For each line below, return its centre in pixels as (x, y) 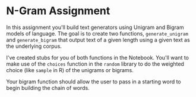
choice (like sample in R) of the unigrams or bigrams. (70, 70)
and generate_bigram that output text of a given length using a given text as (98, 40)
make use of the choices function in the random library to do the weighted (95, 64)
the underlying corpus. (34, 46)
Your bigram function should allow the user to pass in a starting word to (94, 82)
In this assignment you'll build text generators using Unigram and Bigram (95, 27)
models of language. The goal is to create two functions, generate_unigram (97, 33)
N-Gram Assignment (58, 11)
